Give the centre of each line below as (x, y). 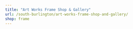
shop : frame (17, 19)
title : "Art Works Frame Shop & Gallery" (48, 10)
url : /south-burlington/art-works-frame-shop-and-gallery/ (67, 14)
